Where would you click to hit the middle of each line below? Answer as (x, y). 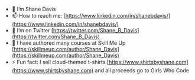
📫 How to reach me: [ (39, 16)
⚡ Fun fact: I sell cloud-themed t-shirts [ (60, 62)
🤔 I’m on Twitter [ (32, 30)
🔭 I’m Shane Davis (34, 9)
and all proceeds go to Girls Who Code (142, 70)
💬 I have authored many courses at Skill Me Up (69, 43)
